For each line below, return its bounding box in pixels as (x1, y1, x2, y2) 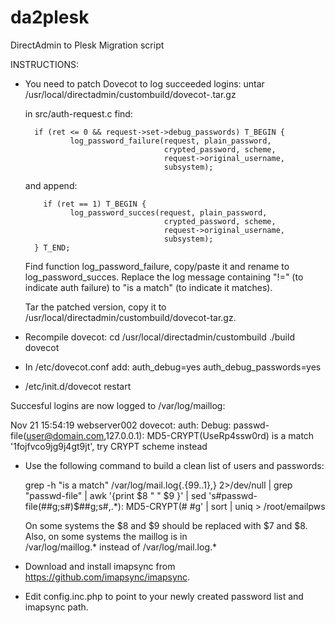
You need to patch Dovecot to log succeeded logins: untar (24, 77, 265, 90)
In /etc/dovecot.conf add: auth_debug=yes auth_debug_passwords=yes (24, 361, 322, 373)
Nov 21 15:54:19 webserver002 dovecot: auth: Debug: (10, 419, 232, 431)
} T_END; (34, 242, 71, 253)
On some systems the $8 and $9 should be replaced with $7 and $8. (24, 519, 308, 531)
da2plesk (10, 6, 90, 29)
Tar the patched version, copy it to (24, 301, 167, 313)
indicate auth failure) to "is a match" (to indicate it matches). (24, 281, 273, 293)
